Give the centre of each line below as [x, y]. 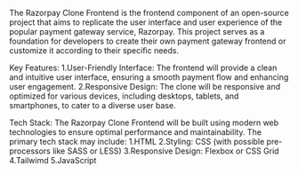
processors [30, 151]
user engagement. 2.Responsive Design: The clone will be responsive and [145, 87]
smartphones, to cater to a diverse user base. [93, 105]
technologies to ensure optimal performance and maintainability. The [136, 132]
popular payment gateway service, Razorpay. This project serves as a [137, 32]
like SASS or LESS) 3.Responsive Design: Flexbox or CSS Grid [165, 151]
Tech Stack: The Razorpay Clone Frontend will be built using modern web [144, 123]
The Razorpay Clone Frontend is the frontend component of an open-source [149, 13]
